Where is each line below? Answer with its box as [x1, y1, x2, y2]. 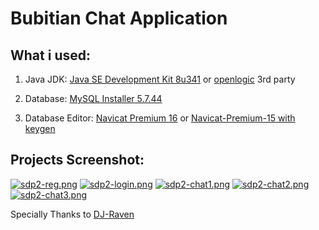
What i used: [10, 47, 91, 64]
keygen [24, 123, 56, 134]
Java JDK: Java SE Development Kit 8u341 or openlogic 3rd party [24, 73, 296, 85]
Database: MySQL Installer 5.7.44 [24, 93, 163, 104]
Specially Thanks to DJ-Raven [10, 208, 135, 220]
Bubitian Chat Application [10, 7, 228, 30]
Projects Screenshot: [10, 152, 145, 169]
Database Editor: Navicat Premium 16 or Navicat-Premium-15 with [24, 112, 296, 124]
